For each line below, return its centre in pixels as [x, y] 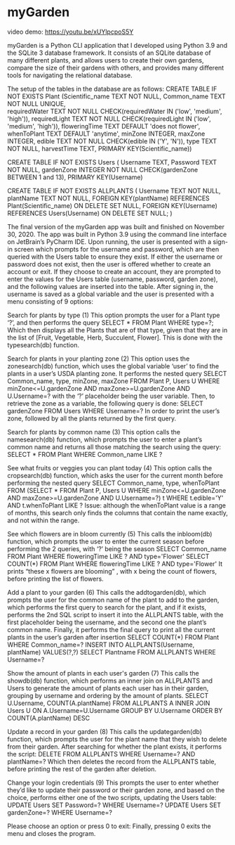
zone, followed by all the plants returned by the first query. [92, 418]
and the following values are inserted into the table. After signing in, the [110, 286]
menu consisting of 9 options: [50, 301]
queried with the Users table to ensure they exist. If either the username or [115, 257]
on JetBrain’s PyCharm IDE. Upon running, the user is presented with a [109, 241]
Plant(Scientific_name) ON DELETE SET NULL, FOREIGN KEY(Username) [112, 205]
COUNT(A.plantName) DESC [48, 718]
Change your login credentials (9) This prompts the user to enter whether [113, 782]
